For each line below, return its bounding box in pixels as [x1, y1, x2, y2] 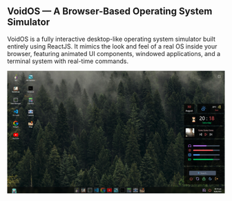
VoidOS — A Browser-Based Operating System [7, 6, 213, 17]
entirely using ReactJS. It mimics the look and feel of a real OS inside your [7, 42, 217, 51]
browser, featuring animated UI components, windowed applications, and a [7, 49, 221, 58]
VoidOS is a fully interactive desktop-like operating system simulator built [7, 35, 216, 43]
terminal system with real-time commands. [7, 57, 129, 65]
